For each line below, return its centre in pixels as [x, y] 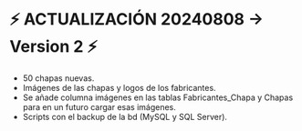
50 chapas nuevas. [58, 78]
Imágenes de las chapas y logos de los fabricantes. [119, 87]
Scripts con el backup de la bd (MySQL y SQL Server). [125, 116]
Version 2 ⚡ [54, 47]
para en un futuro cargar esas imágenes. [99, 106]
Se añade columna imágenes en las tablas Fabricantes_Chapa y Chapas [158, 97]
